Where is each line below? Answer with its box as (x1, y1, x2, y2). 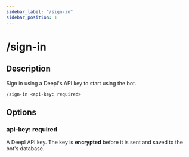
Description (6, 64, 51, 74)
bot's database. (6, 145, 45, 152)
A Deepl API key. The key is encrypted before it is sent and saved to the (6, 138, 184, 146)
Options (6, 107, 37, 117)
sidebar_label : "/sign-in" (6, 8, 73, 15)
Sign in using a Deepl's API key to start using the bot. (6, 79, 137, 87)
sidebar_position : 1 (6, 14, 58, 20)
